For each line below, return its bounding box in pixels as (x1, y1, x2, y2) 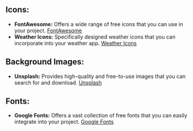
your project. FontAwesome (14, 27, 82, 34)
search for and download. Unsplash (14, 79, 102, 86)
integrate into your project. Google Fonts (14, 118, 114, 126)
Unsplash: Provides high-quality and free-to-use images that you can (14, 73, 186, 80)
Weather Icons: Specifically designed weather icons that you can (14, 33, 176, 40)
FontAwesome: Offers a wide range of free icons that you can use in (14, 20, 183, 27)
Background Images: (5, 57, 85, 67)
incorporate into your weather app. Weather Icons (14, 39, 137, 46)
